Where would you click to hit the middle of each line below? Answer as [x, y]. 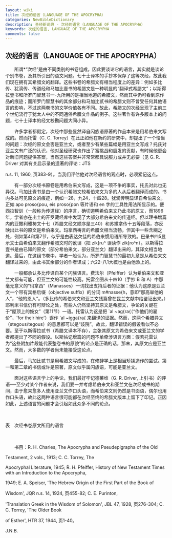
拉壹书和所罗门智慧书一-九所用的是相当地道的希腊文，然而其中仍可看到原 [83, 95]
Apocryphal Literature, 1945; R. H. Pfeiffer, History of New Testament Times [85, 467]
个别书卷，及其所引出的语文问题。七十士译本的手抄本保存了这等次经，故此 [84, 75]
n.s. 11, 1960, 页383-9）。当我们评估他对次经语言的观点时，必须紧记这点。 [83, 174]
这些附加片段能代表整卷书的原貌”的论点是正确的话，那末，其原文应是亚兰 [89, 343]
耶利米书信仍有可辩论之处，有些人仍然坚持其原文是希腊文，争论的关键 [79, 305]
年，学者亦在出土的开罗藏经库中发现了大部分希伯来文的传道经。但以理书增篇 [86, 217]
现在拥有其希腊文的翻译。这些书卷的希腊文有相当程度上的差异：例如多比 [86, 82]
